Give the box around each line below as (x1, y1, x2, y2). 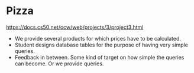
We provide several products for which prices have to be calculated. (14, 35, 182, 42)
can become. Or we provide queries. (14, 60, 104, 67)
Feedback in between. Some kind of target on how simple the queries (14, 54, 185, 61)
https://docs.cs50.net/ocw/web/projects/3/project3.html (6, 24, 144, 31)
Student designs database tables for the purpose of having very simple (14, 41, 188, 48)
